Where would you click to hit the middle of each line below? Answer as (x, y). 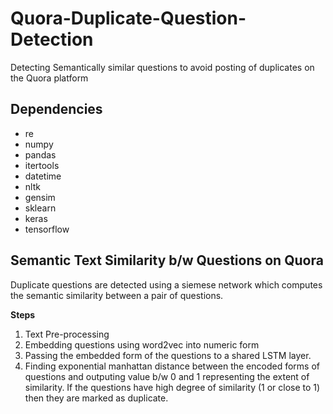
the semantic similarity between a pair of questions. (117, 295)
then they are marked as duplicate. (96, 398)
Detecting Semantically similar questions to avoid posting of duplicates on (162, 67)
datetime (43, 176)
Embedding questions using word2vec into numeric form (142, 344)
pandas (40, 154)
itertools (42, 165)
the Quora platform (49, 78)
